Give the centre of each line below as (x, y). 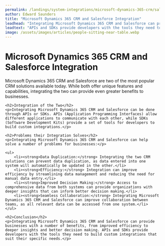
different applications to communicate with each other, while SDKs (77, 118)
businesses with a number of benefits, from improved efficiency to (77, 226)
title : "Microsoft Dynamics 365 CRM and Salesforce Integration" (73, 19)
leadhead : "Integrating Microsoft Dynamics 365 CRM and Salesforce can (80, 23)
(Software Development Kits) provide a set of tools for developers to (80, 123)
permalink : (16, 10)
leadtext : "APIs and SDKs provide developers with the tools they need (80, 28)
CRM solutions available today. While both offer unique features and (74, 86)
